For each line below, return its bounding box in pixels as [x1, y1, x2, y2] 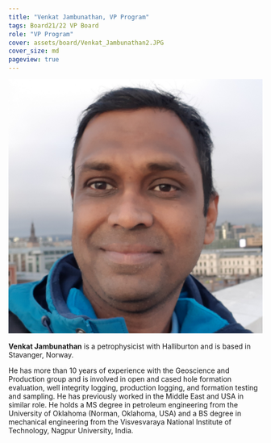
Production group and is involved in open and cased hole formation [8, 374, 232, 383]
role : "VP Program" [8, 30, 74, 38]
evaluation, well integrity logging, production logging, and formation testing [8, 383, 258, 392]
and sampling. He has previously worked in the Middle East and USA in [8, 391, 244, 401]
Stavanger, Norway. [8, 350, 74, 359]
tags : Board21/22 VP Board [8, 21, 99, 30]
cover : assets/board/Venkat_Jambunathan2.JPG [8, 39, 164, 47]
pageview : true [8, 56, 60, 64]
